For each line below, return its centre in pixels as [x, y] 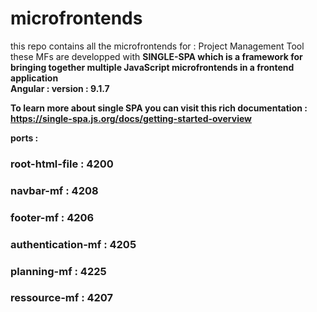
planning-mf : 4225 [58, 271]
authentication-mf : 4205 [73, 244]
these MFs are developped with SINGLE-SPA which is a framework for [156, 56]
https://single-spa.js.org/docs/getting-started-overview [131, 118]
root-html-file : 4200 [62, 164]
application [34, 78]
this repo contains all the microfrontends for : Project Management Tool [157, 46]
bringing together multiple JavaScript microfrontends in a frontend [152, 67]
